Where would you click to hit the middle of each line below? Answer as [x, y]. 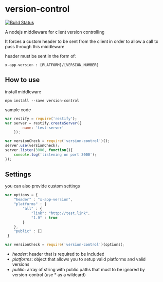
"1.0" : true [44, 218]
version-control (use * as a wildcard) [49, 275]
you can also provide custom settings [43, 186]
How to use [22, 80]
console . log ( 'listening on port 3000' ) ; [55, 155]
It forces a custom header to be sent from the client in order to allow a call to [82, 41]
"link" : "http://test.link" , [61, 213]
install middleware [23, 92]
